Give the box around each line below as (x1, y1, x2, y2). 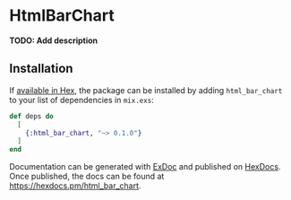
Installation (9, 61, 73, 76)
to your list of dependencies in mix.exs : (9, 94, 154, 105)
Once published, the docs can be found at (9, 171, 165, 182)
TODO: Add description (9, 35, 98, 46)
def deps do (9, 111, 54, 121)
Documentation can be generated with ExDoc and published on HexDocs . (9, 161, 281, 172)
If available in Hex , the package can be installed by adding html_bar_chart (9, 84, 283, 95)
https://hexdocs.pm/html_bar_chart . (9, 180, 141, 191)
